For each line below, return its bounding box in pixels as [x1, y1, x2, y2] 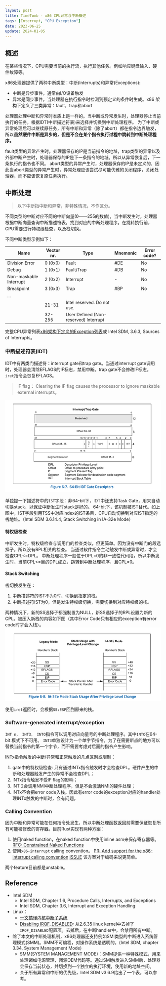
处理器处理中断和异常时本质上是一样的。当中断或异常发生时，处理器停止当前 [5, 113, 161, 119]
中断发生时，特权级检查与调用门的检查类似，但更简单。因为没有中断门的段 [5, 540, 157, 546]
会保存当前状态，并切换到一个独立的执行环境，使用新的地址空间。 [19, 963, 154, 969]
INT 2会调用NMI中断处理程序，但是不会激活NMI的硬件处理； [12, 783, 136, 789]
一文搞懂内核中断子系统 [19, 914, 68, 921]
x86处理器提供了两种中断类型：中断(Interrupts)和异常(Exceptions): [5, 80, 141, 85]
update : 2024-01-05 [5, 29, 45, 34]
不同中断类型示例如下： [5, 236, 53, 242]
